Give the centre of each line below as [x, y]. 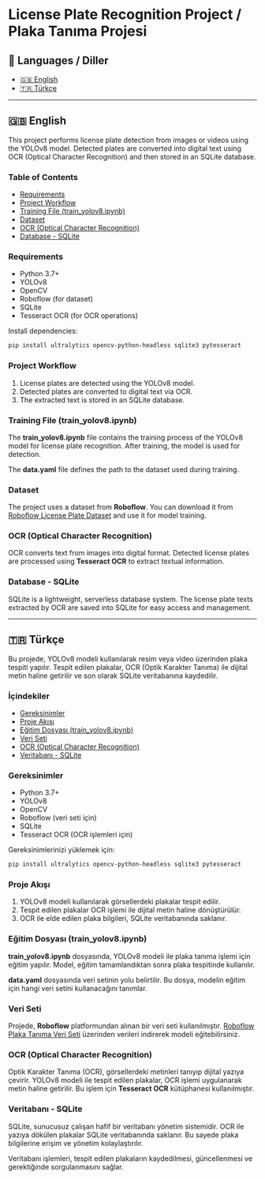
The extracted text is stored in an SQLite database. [102, 399]
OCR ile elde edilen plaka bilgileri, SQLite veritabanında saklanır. [123, 919]
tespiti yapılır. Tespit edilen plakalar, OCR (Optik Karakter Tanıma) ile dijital [128, 667]
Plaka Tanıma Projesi [78, 31]
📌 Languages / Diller [58, 60]
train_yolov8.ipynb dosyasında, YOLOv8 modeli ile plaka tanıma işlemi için [129, 956]
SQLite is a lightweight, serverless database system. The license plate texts [131, 599]
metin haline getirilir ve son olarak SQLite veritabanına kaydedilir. [113, 676]
